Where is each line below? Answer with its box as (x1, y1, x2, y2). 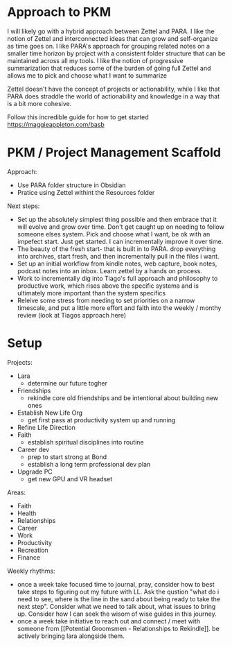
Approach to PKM (7, 4, 111, 20)
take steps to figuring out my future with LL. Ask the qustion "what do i (17, 587, 220, 596)
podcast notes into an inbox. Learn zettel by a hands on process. (17, 266, 203, 275)
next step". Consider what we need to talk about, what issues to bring (17, 602, 216, 610)
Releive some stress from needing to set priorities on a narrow (17, 296, 195, 304)
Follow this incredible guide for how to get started (7, 112, 149, 121)
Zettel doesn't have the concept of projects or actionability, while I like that (7, 85, 220, 93)
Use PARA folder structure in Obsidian (17, 181, 126, 189)
